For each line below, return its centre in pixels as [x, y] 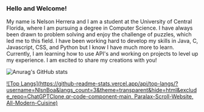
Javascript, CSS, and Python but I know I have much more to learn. [90, 47]
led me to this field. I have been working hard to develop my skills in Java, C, [102, 41]
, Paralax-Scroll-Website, [162, 97]
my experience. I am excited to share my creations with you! [82, 60]
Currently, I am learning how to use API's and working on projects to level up [102, 54]
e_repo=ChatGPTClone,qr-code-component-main [69, 97]
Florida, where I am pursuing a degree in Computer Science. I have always [100, 28]
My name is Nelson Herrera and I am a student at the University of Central [99, 22]
